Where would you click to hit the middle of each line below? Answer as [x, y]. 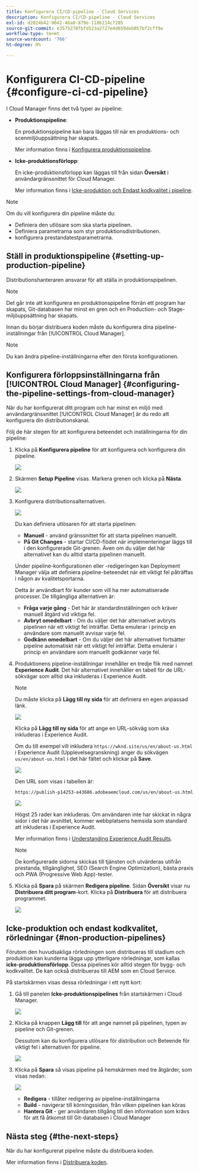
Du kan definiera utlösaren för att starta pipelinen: [75, 524]
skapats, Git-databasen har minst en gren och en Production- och [87, 309]
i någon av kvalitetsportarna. [50, 579]
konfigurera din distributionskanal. [48, 420]
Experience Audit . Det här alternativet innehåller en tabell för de [93, 670]
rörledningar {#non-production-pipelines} [86, 938]
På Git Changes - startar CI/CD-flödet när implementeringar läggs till [108, 542]
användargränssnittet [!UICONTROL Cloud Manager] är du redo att [88, 414]
